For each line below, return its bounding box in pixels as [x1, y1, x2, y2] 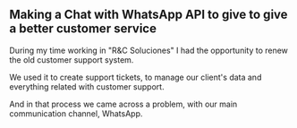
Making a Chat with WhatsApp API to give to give [9, 7, 288, 22]
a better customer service [9, 21, 157, 37]
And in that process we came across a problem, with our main [9, 98, 238, 109]
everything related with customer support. [9, 81, 165, 92]
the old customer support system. [9, 54, 134, 65]
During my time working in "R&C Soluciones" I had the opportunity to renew [9, 45, 289, 55]
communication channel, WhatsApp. [9, 107, 143, 119]
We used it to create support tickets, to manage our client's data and [9, 72, 262, 82]
